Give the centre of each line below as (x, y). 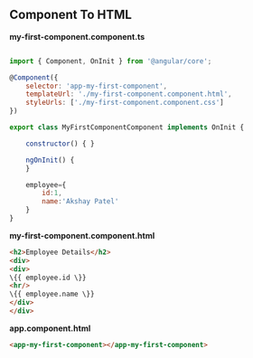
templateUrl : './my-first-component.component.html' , (129, 94)
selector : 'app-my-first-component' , (97, 86)
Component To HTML (71, 15)
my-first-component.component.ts (77, 36)
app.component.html (50, 328)
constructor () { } (60, 144)
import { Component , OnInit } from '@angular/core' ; (111, 61)
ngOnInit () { (50, 160)
